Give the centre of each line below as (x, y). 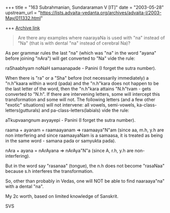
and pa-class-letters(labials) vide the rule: (86, 110)
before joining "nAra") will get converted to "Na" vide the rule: (70, 58)
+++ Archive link (23, 28)
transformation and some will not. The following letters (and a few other (80, 99)
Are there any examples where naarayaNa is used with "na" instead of (91, 38)
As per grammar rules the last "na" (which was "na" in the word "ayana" (81, 53)
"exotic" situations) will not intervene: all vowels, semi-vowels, (70, 105)
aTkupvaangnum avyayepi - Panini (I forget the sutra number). (70, 120)
